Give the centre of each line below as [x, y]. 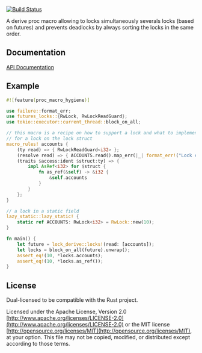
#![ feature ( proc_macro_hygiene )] [48, 100]
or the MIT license [148, 325]
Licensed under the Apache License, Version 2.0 [66, 312]
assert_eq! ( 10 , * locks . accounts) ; [60, 255]
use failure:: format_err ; [38, 111]
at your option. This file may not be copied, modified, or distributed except [98, 337]
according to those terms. [38, 344]
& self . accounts [68, 178]
